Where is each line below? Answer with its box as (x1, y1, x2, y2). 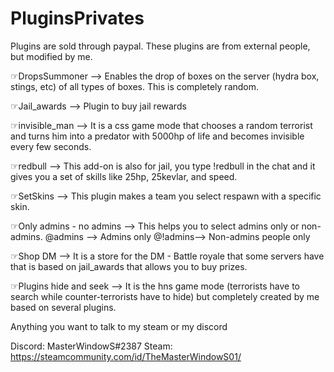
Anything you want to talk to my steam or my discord (10, 320, 228, 332)
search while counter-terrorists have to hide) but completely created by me (10, 290, 320, 302)
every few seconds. (10, 140, 92, 152)
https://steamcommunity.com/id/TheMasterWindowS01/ (10, 350, 242, 362)
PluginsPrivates (10, 7, 145, 30)
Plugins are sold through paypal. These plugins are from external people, (10, 40, 311, 52)
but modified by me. (10, 50, 93, 62)
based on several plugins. (10, 301, 117, 313)
